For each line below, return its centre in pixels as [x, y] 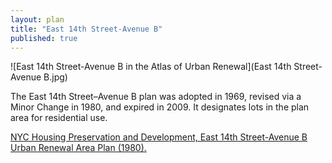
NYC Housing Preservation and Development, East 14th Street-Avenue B [159, 137]
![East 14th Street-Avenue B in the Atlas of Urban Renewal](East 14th [151, 67]
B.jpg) [55, 77]
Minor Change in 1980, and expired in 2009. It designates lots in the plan [160, 107]
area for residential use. [59, 118]
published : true [44, 38]
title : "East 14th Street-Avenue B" [86, 29]
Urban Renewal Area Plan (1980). [78, 148]
